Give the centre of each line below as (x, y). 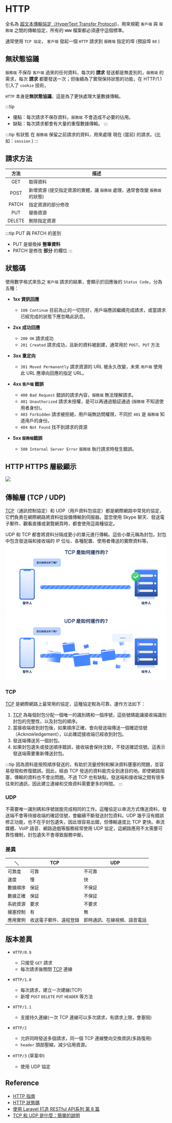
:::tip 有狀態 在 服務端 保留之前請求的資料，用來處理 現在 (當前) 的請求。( (81, 134)
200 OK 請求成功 (37, 338)
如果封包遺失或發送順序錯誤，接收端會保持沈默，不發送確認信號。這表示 (89, 747)
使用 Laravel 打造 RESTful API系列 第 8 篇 (56, 1109)
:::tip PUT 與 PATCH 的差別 (33, 233)
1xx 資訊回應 (26, 299)
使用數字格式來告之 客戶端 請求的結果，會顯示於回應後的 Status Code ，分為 (84, 281)
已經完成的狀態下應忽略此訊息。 (54, 316)
